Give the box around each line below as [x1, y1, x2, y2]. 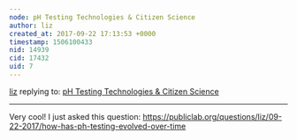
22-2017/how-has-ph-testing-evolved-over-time [9, 121, 187, 131]
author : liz [9, 21, 53, 30]
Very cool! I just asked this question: [9, 111, 141, 122]
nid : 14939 [9, 46, 49, 55]
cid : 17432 [9, 54, 49, 63]
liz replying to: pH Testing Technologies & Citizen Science [9, 85, 219, 97]
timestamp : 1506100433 [9, 37, 93, 47]
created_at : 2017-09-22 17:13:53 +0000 [9, 29, 156, 38]
